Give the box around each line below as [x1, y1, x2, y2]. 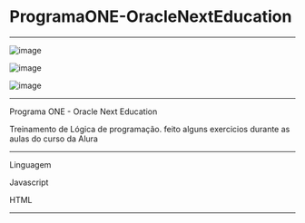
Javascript [9, 177, 49, 188]
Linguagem [9, 159, 52, 170]
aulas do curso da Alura [9, 133, 98, 144]
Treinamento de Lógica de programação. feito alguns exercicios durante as [9, 123, 290, 134]
